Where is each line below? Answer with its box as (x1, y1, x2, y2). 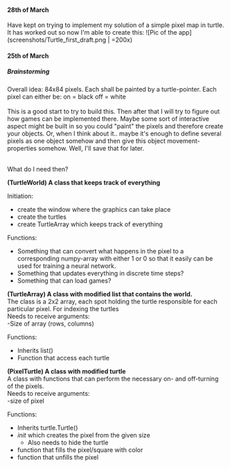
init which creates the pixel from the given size (17, 431, 150, 439)
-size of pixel (7, 396, 45, 405)
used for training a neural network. (17, 261, 116, 270)
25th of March (7, 51, 49, 60)
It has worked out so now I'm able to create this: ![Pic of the (7, 28, 177, 37)
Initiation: (7, 192, 33, 200)
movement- (167, 136, 200, 145)
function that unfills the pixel (17, 453, 99, 461)
